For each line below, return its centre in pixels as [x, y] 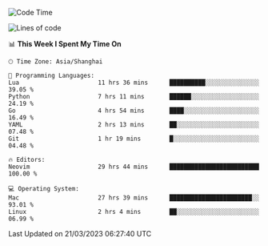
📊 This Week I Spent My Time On [65, 44]
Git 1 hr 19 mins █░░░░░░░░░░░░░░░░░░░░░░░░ [134, 139]
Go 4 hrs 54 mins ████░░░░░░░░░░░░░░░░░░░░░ [134, 111]
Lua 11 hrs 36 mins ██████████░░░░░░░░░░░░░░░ [134, 83]
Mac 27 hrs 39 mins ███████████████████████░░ [134, 198]
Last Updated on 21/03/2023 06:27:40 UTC [80, 234]
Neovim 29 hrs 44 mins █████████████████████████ [134, 167]
